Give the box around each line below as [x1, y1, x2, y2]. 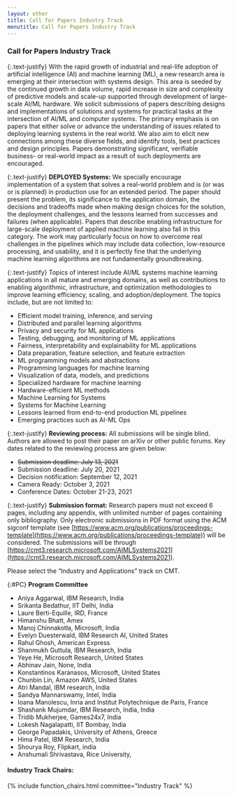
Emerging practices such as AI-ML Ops [17, 415, 131, 424]
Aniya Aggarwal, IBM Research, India [17, 593, 124, 602]
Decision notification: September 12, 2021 [17, 472, 138, 480]
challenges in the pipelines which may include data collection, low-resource [7, 240, 226, 248]
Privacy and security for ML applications [17, 326, 134, 335]
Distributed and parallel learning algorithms [17, 319, 142, 327]
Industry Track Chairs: [7, 766, 74, 775]
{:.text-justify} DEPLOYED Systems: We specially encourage [7, 172, 182, 181]
